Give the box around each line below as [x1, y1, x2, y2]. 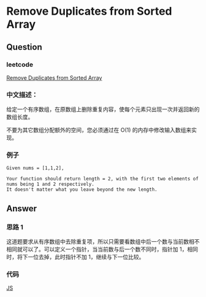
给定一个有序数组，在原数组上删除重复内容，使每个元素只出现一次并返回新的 [6, 106, 200, 113]
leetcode [6, 60, 34, 69]
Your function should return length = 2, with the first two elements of [6, 176, 199, 182]
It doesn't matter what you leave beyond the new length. [6, 187, 158, 193]
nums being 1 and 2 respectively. [6, 181, 95, 188]
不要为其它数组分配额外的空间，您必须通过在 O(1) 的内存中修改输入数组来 [6, 126, 192, 134]
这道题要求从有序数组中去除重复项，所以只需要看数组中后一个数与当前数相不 [6, 238, 200, 245]
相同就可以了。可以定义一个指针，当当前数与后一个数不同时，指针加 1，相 [6, 245, 193, 253]
